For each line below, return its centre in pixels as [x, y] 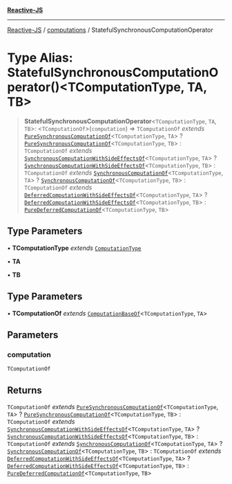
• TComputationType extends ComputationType [74, 248]
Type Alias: [40, 58]
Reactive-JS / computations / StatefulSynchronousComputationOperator [110, 30]
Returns [25, 390]
